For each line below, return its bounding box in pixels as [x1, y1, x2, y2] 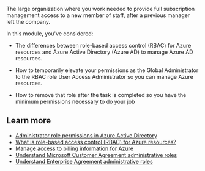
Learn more [6, 115, 51, 126]
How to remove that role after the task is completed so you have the [15, 92, 187, 98]
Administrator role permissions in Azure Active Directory [15, 131, 158, 139]
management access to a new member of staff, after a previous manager [6, 12, 190, 19]
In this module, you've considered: [6, 30, 94, 37]
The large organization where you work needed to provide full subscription [6, 5, 195, 12]
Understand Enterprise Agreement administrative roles [15, 158, 153, 165]
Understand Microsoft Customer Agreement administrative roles [15, 151, 177, 158]
